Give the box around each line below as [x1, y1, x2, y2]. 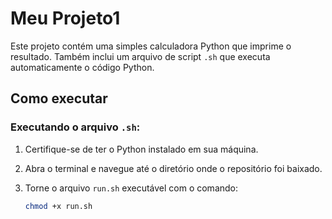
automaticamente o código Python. [10, 61, 155, 73]
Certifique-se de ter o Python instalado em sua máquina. [24, 143, 259, 155]
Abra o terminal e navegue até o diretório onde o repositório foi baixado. [24, 162, 323, 174]
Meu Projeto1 [10, 7, 121, 30]
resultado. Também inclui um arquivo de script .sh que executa [10, 50, 271, 62]
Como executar [10, 90, 108, 107]
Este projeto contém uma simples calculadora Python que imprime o [10, 40, 292, 52]
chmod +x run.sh [24, 201, 93, 211]
